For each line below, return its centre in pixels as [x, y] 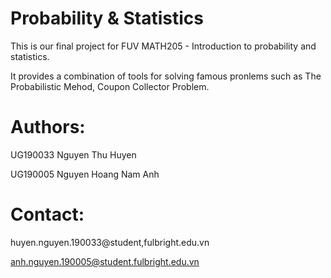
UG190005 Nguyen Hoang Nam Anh [85, 174]
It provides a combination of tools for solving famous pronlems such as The [166, 76]
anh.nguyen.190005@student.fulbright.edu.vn [105, 261]
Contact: [47, 214]
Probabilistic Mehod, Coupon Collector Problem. [110, 86]
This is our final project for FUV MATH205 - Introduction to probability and [163, 46]
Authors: [48, 127]
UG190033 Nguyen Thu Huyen [73, 154]
